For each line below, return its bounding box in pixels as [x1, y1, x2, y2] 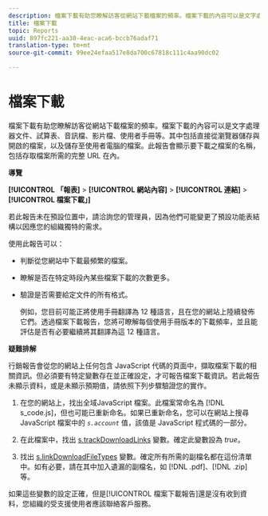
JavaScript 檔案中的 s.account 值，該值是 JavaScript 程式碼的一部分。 [19, 418, 251, 427]
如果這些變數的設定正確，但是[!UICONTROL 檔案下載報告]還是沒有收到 [8, 489, 241, 498]
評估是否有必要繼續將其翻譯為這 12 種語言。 [19, 326, 164, 336]
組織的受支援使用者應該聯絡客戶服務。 [29, 498, 156, 508]
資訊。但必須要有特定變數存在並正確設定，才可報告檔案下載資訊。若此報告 [14, 370, 260, 380]
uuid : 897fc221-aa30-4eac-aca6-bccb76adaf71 [8, 34, 159, 42]
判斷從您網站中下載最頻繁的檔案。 [19, 255, 132, 265]
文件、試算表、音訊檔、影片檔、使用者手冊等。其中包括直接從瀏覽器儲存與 [14, 130, 260, 140]
